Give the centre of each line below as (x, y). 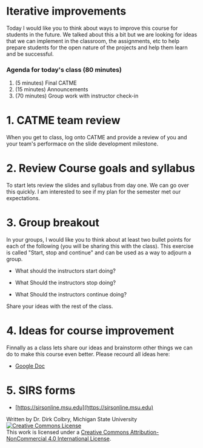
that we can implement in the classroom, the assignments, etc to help (93, 41)
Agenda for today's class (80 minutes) (64, 69)
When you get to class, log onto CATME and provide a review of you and (97, 138)
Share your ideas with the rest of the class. (60, 306)
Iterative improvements (66, 11)
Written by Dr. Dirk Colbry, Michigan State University (72, 419)
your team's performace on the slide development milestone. (82, 144)
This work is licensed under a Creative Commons (68, 432)
